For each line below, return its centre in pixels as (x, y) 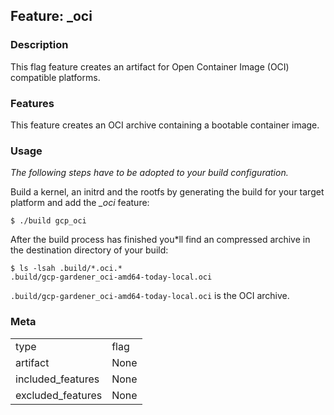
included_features (57, 379)
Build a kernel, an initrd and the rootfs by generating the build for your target (167, 192)
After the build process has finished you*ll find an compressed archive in (160, 240)
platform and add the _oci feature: (80, 203)
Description (39, 45)
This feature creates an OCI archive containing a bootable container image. (165, 125)
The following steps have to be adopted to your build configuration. (149, 173)
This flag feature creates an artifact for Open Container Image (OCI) (150, 66)
